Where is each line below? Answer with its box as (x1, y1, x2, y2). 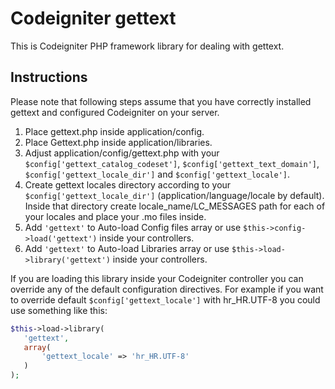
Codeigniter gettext (10, 7, 177, 30)
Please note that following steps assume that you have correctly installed (10, 95, 312, 107)
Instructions (10, 69, 88, 86)
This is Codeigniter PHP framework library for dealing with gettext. (10, 40, 285, 52)
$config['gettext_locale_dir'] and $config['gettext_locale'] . (24, 168, 291, 180)
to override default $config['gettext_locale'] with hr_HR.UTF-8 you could (10, 293, 321, 306)
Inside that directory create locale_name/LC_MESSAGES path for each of (24, 200, 326, 212)
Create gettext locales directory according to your (24, 178, 232, 191)
